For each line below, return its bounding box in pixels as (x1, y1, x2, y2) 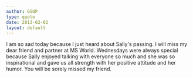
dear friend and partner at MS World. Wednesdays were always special (6, 47, 178, 54)
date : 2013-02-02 (6, 19, 49, 25)
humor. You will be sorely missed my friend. (6, 65, 112, 73)
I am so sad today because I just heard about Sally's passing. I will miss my (6, 41, 188, 48)
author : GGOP (6, 8, 38, 15)
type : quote (6, 14, 35, 20)
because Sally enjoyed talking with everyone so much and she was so (6, 53, 175, 60)
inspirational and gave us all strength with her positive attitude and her (6, 59, 176, 66)
